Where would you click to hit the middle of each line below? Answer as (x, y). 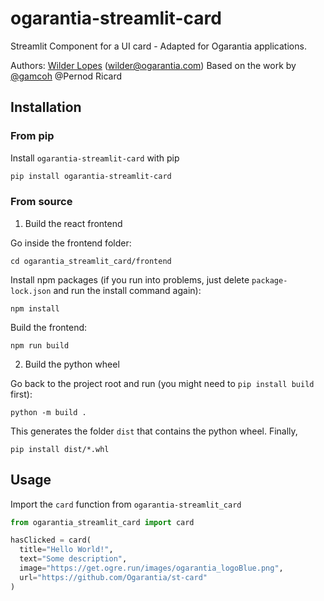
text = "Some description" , (73, 559)
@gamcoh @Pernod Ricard (66, 76)
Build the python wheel (72, 364)
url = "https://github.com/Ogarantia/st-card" (113, 577)
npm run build (40, 345)
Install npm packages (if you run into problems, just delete (130, 279)
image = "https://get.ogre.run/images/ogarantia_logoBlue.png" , (151, 568)
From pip (32, 136)
